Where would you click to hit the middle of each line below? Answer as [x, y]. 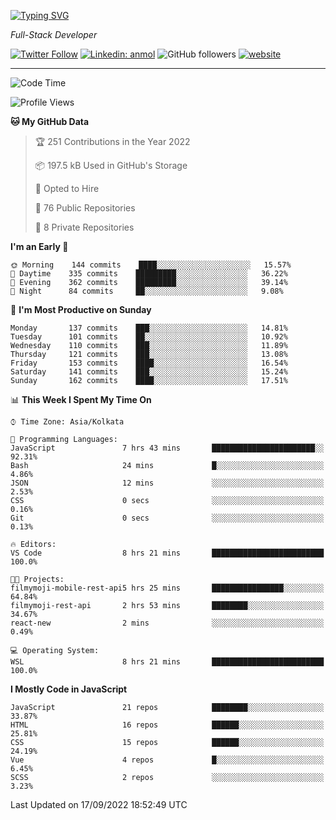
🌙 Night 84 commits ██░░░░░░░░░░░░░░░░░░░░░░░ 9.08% [147, 291]
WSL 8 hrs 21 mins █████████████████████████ [167, 662]
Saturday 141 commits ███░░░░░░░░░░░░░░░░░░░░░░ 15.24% [149, 372]
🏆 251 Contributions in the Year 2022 [112, 141]
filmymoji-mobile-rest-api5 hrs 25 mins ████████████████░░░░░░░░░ [167, 588]
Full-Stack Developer [54, 34]
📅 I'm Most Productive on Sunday [81, 309]
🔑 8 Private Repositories [84, 227]
